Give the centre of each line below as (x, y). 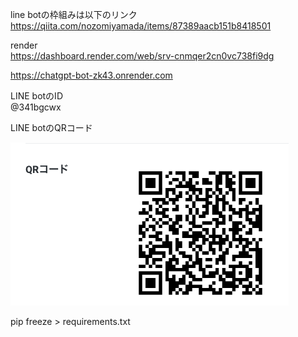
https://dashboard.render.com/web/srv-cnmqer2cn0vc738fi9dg (142, 56)
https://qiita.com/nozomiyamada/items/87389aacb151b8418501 (141, 26)
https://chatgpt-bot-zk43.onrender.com (91, 75)
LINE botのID (36, 96)
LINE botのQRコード (51, 127)
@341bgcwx (36, 107)
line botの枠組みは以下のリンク (74, 14)
